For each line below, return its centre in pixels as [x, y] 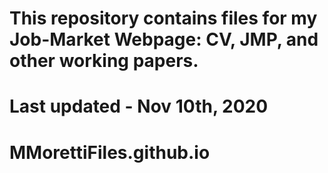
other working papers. [104, 61]
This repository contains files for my [163, 18]
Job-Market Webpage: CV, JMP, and [164, 39]
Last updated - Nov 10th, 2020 [139, 106]
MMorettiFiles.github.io [110, 152]
